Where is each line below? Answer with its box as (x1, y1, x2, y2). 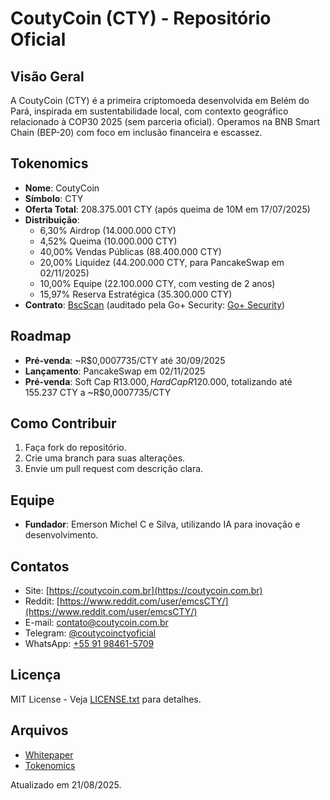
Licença (10, 667, 62, 684)
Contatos (10, 558, 70, 575)
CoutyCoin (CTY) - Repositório (10, 7, 272, 30)
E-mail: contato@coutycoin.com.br (24, 617, 169, 629)
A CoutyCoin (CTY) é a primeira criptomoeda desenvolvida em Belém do (10, 95, 310, 106)
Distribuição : (24, 213, 80, 226)
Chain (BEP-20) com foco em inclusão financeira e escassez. (10, 127, 263, 138)
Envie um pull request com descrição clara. (24, 463, 204, 475)
